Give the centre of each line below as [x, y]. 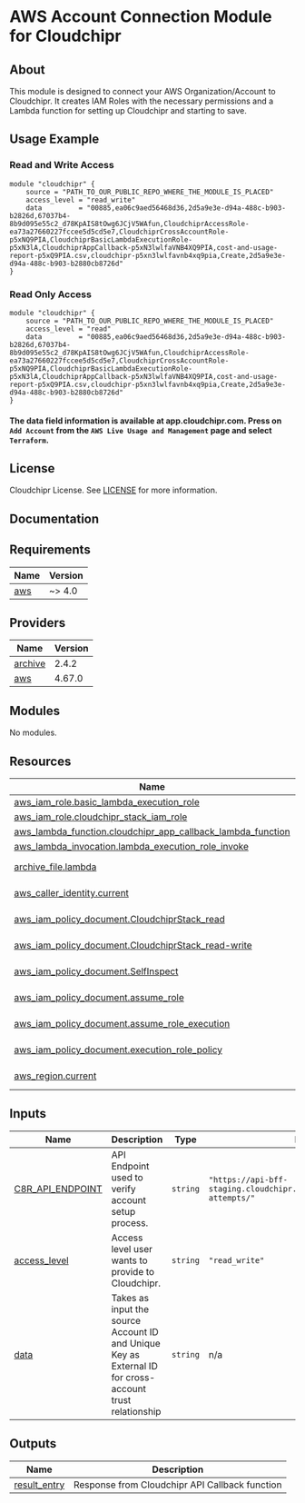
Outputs [33, 1443]
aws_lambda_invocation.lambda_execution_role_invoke [132, 847]
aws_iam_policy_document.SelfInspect [96, 971]
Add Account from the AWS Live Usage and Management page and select [141, 430]
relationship [136, 1411]
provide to [133, 1271]
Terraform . [30, 440]
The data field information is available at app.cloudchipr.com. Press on [146, 421]
